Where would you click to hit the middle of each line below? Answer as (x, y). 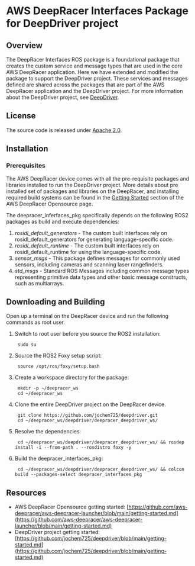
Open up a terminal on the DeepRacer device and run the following (87, 316)
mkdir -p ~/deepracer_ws (48, 388)
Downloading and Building (56, 302)
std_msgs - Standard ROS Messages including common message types (102, 271)
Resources (26, 493)
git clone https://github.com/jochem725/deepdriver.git (88, 416)
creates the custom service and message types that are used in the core (95, 66)
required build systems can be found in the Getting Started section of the (95, 197)
